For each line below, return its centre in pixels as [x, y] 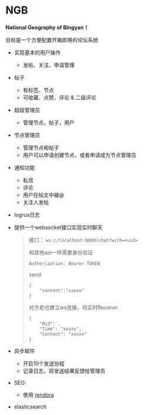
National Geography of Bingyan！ [47, 27]
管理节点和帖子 [41, 148]
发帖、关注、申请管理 [48, 65]
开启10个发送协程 [44, 363]
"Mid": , [50, 323]
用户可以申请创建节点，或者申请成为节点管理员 [79, 155]
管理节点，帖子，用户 [48, 122]
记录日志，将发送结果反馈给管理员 [64, 371]
